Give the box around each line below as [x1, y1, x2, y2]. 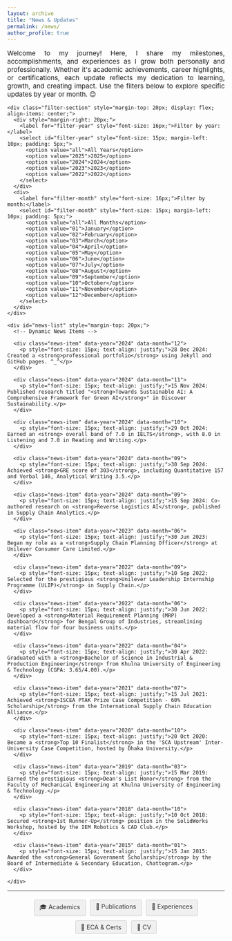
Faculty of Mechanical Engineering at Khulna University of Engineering [7, 781, 221, 788]
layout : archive [7, 10, 54, 17]
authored [7, 504, 32, 511]
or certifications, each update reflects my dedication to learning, [7, 73, 225, 83]
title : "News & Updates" [7, 17, 79, 23]
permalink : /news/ [7, 23, 60, 30]
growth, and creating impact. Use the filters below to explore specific [7, 82, 225, 91]
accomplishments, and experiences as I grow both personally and [7, 57, 225, 66]
